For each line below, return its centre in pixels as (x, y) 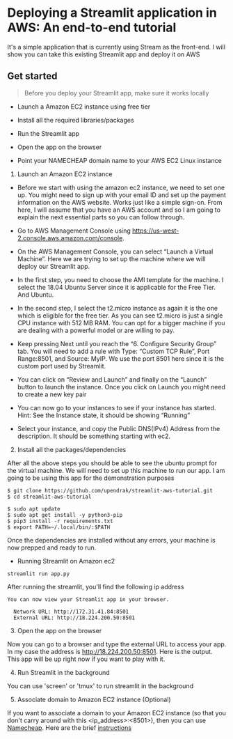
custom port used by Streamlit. (62, 366)
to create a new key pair (52, 394)
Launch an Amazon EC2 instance (65, 174)
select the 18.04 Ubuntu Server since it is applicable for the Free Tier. (116, 287)
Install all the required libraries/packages (75, 120)
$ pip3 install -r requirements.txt (60, 521)
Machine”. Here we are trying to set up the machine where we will (111, 258)
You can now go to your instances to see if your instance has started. (116, 407)
